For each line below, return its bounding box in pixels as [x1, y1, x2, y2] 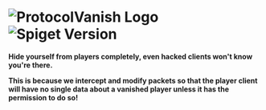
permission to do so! [8, 92, 79, 102]
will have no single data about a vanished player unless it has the [8, 84, 229, 94]
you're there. [8, 60, 53, 70]
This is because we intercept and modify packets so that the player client [8, 75, 258, 85]
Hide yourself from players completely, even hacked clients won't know [8, 51, 253, 61]
